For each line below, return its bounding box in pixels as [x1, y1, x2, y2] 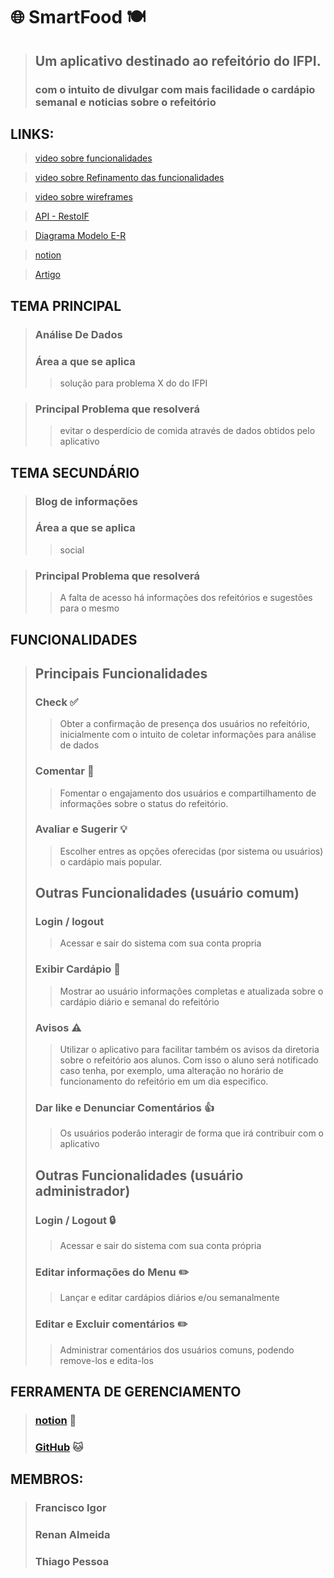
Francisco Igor [34, 1501, 107, 1515]
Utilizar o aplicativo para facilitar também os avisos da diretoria [59, 1044, 320, 1056]
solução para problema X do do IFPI [59, 377, 208, 389]
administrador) [34, 1182, 131, 1199]
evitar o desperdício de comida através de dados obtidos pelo [59, 425, 316, 437]
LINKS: [10, 125, 55, 143]
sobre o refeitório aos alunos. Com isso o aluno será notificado [59, 1054, 319, 1066]
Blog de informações [34, 494, 138, 508]
